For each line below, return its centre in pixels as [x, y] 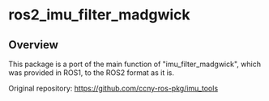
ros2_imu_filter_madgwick [99, 15]
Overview [34, 45]
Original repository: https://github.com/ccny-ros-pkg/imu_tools [113, 88]
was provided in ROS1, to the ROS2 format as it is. [91, 73]
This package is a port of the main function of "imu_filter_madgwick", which [135, 64]
